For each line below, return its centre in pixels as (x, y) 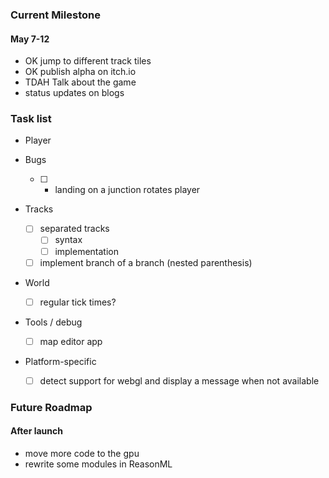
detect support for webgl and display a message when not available (179, 380)
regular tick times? (78, 302)
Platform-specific (60, 361)
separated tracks (74, 229)
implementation (86, 251)
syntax (68, 240)
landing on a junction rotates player (127, 190)
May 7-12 (30, 39)
